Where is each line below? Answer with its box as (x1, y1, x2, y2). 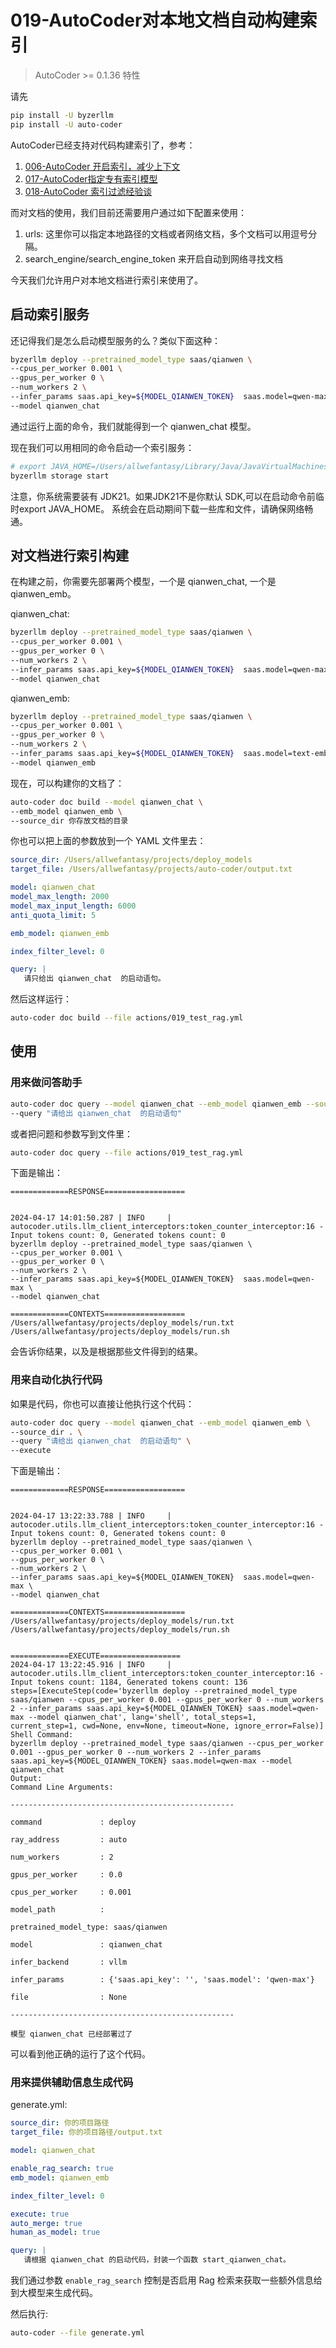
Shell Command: (10, 1730, 74, 1740)
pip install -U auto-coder (10, 119, 123, 130)
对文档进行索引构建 (10, 547, 129, 564)
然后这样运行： (10, 993, 72, 1005)
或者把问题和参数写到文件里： (10, 1127, 133, 1140)
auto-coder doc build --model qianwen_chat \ (10, 797, 203, 807)
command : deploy (10, 1817, 137, 1828)
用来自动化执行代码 (10, 1373, 103, 1387)
